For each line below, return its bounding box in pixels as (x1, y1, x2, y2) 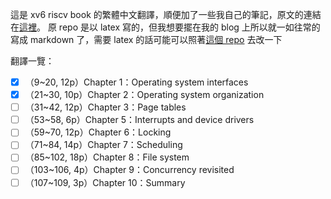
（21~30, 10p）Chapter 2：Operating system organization (24, 89, 265, 101)
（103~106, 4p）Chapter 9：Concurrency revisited (24, 164, 235, 176)
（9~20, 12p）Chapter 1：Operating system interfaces (24, 76, 249, 88)
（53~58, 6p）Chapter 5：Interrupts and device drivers (24, 114, 255, 126)
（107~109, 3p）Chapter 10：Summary (24, 176, 186, 188)
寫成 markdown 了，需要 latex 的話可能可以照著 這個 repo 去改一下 (10, 34, 283, 45)
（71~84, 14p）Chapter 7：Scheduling (24, 139, 183, 151)
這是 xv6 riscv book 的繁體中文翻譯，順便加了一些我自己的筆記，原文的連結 (10, 9, 322, 20)
